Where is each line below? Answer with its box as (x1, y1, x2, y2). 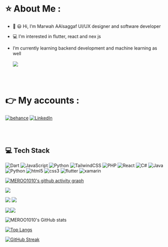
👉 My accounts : (5, 95, 79, 106)
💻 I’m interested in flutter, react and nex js (12, 33, 101, 39)
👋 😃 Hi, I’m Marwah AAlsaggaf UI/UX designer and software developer (12, 23, 161, 29)
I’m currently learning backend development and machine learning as (12, 45, 157, 51)
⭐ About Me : (5, 3, 61, 15)
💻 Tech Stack (5, 146, 50, 155)
